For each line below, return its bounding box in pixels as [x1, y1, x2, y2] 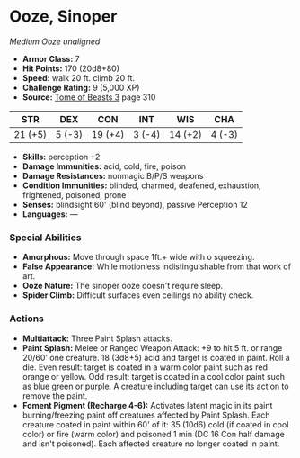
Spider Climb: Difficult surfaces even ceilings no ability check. [22, 290, 254, 301]
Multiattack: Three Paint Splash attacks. [22, 333, 172, 344]
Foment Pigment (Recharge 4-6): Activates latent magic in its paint [22, 400, 273, 410]
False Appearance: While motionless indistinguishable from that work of [22, 261, 292, 272]
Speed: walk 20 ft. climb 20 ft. [22, 72, 135, 83]
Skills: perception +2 [22, 151, 101, 162]
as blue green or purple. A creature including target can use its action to [22, 381, 289, 391]
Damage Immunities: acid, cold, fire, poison [22, 160, 187, 172]
